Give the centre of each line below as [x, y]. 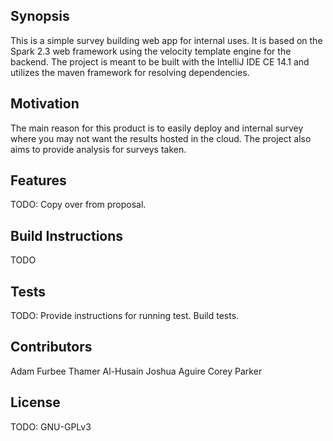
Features [38, 180]
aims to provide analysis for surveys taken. [98, 149]
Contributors [51, 347]
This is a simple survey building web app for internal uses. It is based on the [166, 40]
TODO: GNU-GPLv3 [51, 426]
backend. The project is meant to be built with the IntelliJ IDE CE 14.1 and [160, 61]
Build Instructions [67, 235]
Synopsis [40, 16]
